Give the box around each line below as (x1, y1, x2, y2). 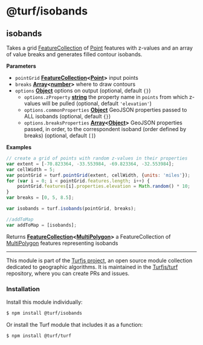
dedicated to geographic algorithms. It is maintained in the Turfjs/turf (6, 263, 178, 270)
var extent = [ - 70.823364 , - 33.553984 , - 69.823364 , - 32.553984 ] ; (6, 161, 175, 167)
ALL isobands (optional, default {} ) (24, 113, 111, 120)
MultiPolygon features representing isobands (6, 239, 118, 247)
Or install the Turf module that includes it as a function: (6, 321, 143, 328)
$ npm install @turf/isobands (6, 310, 83, 316)
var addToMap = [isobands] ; (6, 222, 77, 228)
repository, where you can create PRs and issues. (6, 269, 130, 277)
